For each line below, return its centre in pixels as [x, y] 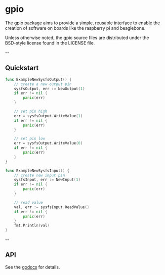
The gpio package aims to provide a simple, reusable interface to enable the [82, 23]
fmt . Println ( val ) [32, 226]
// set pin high [31, 111]
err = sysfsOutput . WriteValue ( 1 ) [48, 116]
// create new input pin [40, 175]
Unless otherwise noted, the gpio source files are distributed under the [77, 38]
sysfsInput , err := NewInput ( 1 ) [47, 180]
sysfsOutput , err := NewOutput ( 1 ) [49, 89]
